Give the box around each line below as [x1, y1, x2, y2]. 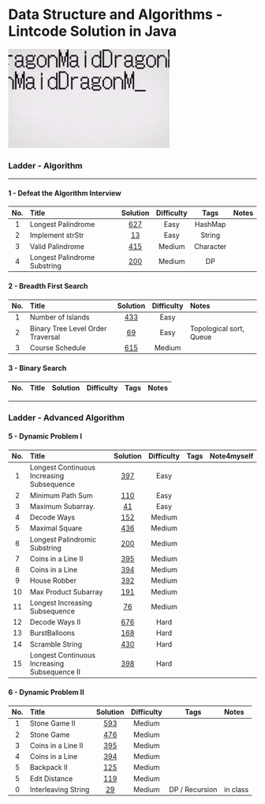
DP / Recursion [169, 784, 218, 794]
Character [194, 241, 227, 251]
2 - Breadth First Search [8, 281, 88, 291]
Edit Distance [30, 773, 73, 783]
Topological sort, [189, 323, 244, 333]
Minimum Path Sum [30, 490, 93, 500]
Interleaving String [30, 784, 90, 794]
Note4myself [209, 451, 254, 461]
